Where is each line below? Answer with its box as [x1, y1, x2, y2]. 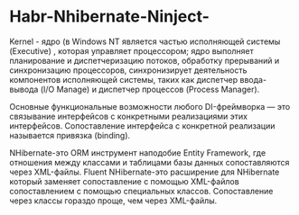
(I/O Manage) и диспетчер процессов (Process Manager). [40, 84, 260, 94]
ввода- [239, 74, 267, 85]
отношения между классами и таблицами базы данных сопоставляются [9, 157, 290, 167]
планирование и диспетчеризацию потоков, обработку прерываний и [9, 55, 280, 66]
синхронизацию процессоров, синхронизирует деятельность [9, 65, 248, 76]
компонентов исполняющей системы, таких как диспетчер [9, 74, 238, 85]
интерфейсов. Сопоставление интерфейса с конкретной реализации [9, 120, 276, 131]
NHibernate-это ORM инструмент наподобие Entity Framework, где [9, 147, 266, 158]
